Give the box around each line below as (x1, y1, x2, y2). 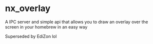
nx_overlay (5, 3, 51, 14)
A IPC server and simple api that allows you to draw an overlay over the (5, 19, 149, 25)
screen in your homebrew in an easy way (5, 24, 88, 29)
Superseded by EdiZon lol (5, 33, 57, 39)
